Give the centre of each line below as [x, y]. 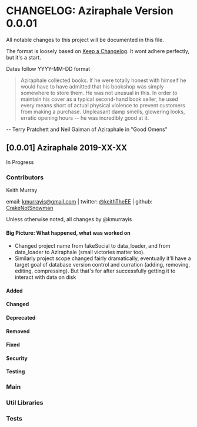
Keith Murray [22, 190]
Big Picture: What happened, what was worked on [69, 233]
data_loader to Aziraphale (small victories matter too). [80, 252]
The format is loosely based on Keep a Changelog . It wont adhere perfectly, [98, 51]
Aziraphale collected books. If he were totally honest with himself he [103, 80]
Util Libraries [25, 403]
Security [17, 358]
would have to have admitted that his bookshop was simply [92, 86]
